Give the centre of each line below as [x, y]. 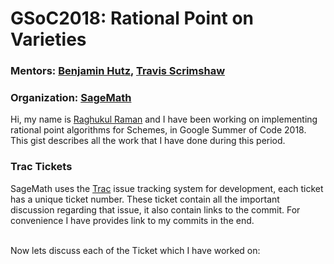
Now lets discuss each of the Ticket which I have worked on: [135, 250]
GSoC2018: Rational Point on [132, 18]
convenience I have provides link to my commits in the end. [132, 220]
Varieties [48, 39]
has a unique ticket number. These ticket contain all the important [145, 199]
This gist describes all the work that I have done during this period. [148, 141]
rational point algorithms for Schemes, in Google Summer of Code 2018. [158, 130]
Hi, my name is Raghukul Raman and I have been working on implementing [164, 119]
